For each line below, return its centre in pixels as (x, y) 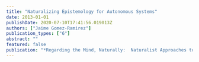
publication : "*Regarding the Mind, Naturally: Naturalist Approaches (96, 50)
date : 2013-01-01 (28, 17)
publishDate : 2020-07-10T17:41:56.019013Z (59, 22)
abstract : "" (22, 39)
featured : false (26, 45)
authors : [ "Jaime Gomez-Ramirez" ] (49, 28)
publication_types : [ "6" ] (38, 34)
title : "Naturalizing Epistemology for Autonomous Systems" (82, 12)
